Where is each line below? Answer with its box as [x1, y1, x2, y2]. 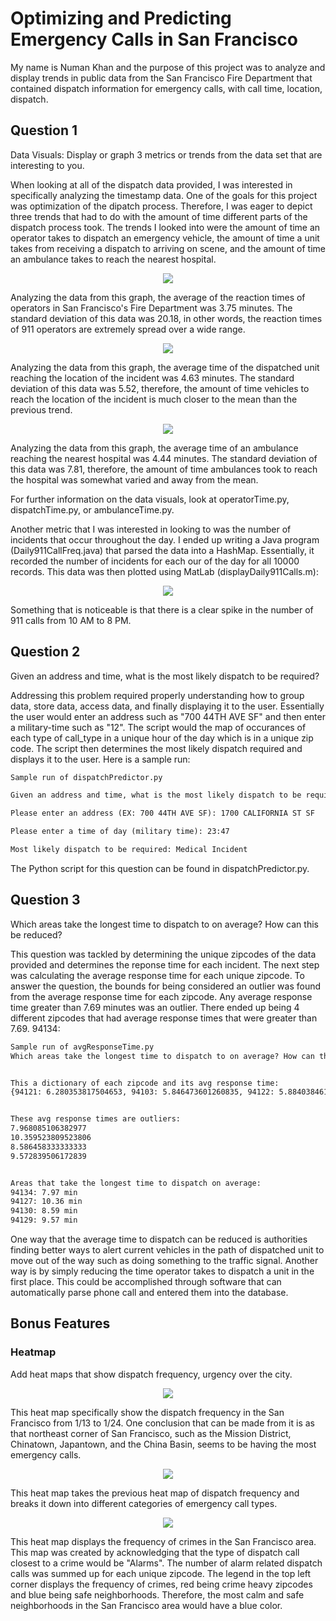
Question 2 [10, 643, 81, 661]
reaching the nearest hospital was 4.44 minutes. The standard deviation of [10, 452, 318, 464]
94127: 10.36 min [10, 1197, 83, 1207]
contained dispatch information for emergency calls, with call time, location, [10, 82, 323, 94]
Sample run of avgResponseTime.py [10, 1042, 155, 1052]
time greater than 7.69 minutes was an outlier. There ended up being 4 [10, 1001, 300, 1013]
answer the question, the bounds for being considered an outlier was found [10, 980, 322, 992]
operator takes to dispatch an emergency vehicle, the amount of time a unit [10, 232, 320, 244]
